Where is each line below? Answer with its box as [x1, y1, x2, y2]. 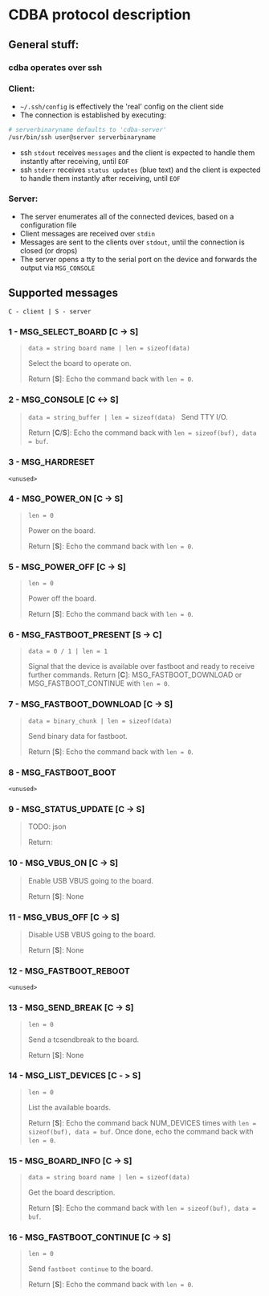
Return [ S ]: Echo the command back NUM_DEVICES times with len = [27, 1118, 257, 1127]
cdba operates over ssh [8, 62, 103, 73]
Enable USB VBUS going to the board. [27, 876, 154, 885]
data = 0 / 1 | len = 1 [27, 647, 108, 656]
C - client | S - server [8, 307, 92, 315]
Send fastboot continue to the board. [27, 1264, 153, 1273]
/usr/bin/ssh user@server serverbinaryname [8, 133, 157, 141]
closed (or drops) [19, 245, 78, 255]
